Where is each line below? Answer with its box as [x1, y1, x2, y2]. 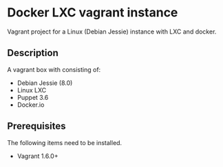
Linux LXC [17, 86, 47, 94]
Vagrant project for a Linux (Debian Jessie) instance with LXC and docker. [7, 27, 217, 36]
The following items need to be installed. [7, 138, 123, 146]
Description [7, 47, 59, 59]
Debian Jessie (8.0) [17, 79, 73, 87]
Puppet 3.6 [17, 93, 49, 101]
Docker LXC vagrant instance [7, 5, 178, 21]
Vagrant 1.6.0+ [17, 152, 59, 160]
